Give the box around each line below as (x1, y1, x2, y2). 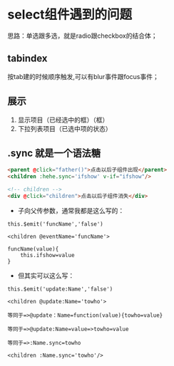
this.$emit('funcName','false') (7, 220, 103, 228)
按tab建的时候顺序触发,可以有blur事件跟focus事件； (7, 72, 159, 80)
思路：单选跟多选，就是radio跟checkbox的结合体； (7, 31, 158, 40)
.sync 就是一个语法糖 (7, 147, 101, 159)
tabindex (7, 53, 48, 65)
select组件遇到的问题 (7, 6, 133, 23)
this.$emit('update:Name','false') (7, 286, 113, 293)
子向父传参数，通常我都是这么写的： (17, 206, 125, 214)
